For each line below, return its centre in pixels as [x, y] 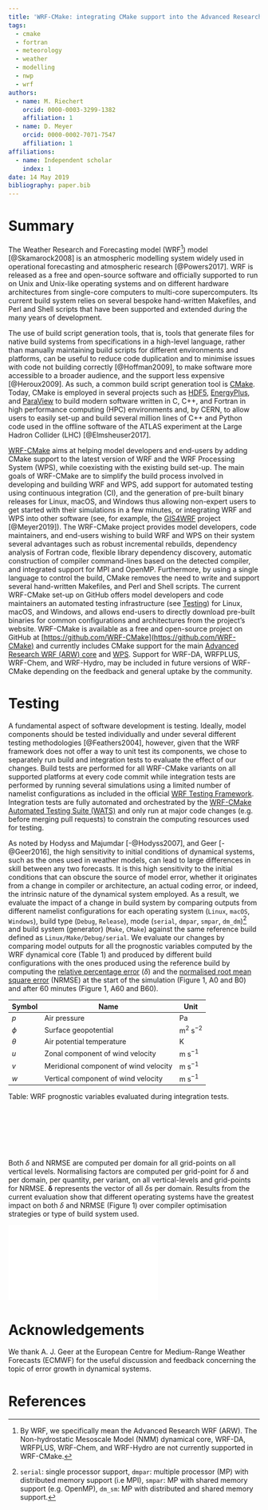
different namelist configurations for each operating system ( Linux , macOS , [129, 910]
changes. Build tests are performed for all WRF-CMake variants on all [122, 768]
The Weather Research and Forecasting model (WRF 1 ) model [108, 249]
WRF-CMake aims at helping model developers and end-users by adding [128, 450]
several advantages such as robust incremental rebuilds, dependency [123, 544]
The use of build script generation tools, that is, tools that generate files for [131, 333]
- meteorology [39, 51]
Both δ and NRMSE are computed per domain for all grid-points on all [122, 1163]
